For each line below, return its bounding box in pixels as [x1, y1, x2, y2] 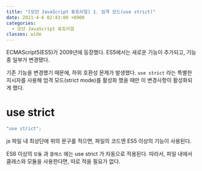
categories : [6, 20, 36, 26]
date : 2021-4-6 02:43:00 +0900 [6, 15, 85, 21]
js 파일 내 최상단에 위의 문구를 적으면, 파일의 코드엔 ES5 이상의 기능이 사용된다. [6, 137, 192, 144]
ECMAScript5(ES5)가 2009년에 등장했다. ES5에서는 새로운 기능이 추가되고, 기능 [6, 49, 197, 56]
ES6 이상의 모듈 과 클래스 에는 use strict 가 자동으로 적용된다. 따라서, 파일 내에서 [6, 150, 193, 157]
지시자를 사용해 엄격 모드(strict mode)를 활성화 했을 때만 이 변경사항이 [6, 77, 172, 84]
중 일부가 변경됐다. [6, 56, 50, 63]
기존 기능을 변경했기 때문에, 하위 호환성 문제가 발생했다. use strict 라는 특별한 [6, 69, 192, 76]
